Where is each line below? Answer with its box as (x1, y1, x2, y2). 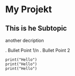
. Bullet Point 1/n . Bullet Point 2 (5, 47, 70, 53)
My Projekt (5, 4, 52, 15)
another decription (5, 37, 44, 43)
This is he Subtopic (5, 24, 67, 33)
